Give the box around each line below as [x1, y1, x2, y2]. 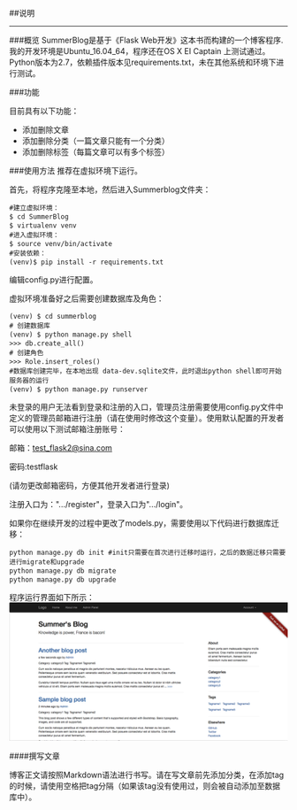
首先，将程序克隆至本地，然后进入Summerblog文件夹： [9, 184, 211, 195]
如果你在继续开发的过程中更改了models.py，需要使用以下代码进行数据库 [9, 518, 272, 528]
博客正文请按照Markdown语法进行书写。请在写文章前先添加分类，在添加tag [9, 769, 285, 781]
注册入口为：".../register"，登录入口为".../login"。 [9, 499, 188, 509]
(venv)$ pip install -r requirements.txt [9, 258, 164, 266]
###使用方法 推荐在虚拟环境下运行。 [9, 166, 143, 175]
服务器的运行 [9, 376, 49, 385]
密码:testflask [9, 461, 58, 472]
